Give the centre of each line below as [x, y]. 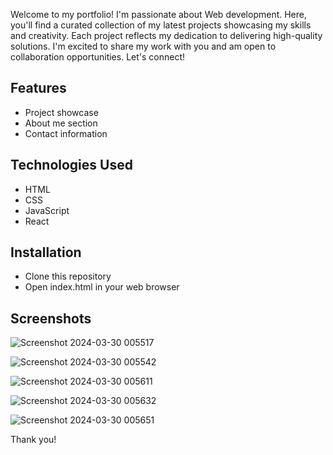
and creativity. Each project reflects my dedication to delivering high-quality [166, 35]
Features [38, 88]
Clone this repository [68, 276]
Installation [46, 252]
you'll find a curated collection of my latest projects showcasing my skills [161, 25]
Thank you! [33, 440]
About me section [61, 123]
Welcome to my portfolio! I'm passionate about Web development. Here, [159, 14]
